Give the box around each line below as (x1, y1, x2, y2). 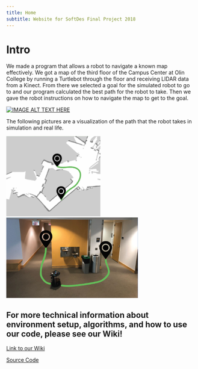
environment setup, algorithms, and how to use (6, 319, 188, 329)
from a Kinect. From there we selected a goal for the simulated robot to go (6, 82, 190, 89)
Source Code (6, 356, 39, 364)
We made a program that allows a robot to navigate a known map (6, 63, 168, 70)
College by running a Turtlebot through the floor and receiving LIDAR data (6, 75, 190, 82)
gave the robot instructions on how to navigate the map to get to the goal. (6, 95, 189, 102)
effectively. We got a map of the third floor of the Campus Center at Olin (6, 69, 185, 76)
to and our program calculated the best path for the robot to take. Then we (6, 88, 191, 96)
